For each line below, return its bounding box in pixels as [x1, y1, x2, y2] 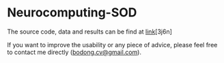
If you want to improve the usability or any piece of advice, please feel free [7, 40, 218, 49]
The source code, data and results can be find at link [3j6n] [7, 27, 173, 36]
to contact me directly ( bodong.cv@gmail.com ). [7, 48, 142, 56]
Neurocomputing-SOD [7, 5, 137, 21]
